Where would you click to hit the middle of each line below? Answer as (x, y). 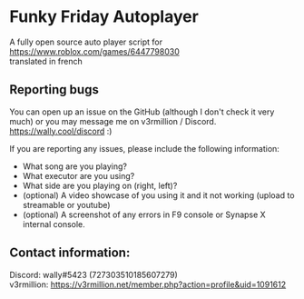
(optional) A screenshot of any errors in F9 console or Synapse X (144, 214)
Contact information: (70, 253)
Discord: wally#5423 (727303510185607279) (94, 274)
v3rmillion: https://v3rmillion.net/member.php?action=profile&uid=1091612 (148, 284)
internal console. (54, 224)
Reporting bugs (54, 90)
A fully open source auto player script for (86, 42)
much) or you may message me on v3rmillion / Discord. (113, 121)
